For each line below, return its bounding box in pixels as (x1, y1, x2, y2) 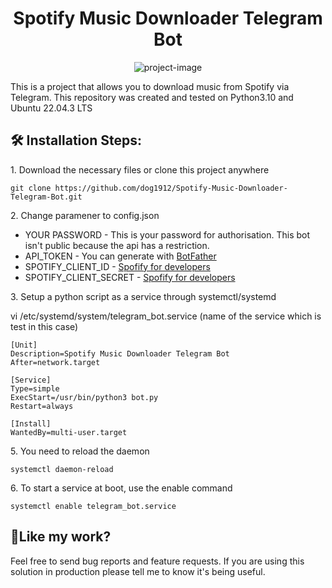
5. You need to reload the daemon (10, 445, 150, 457)
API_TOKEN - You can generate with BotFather (24, 250, 217, 262)
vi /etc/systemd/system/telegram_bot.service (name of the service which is (10, 310, 322, 322)
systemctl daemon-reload (10, 464, 114, 474)
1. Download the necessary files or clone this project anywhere (10, 163, 270, 176)
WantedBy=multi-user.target (10, 427, 128, 437)
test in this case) (10, 320, 79, 332)
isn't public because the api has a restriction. (24, 239, 210, 251)
